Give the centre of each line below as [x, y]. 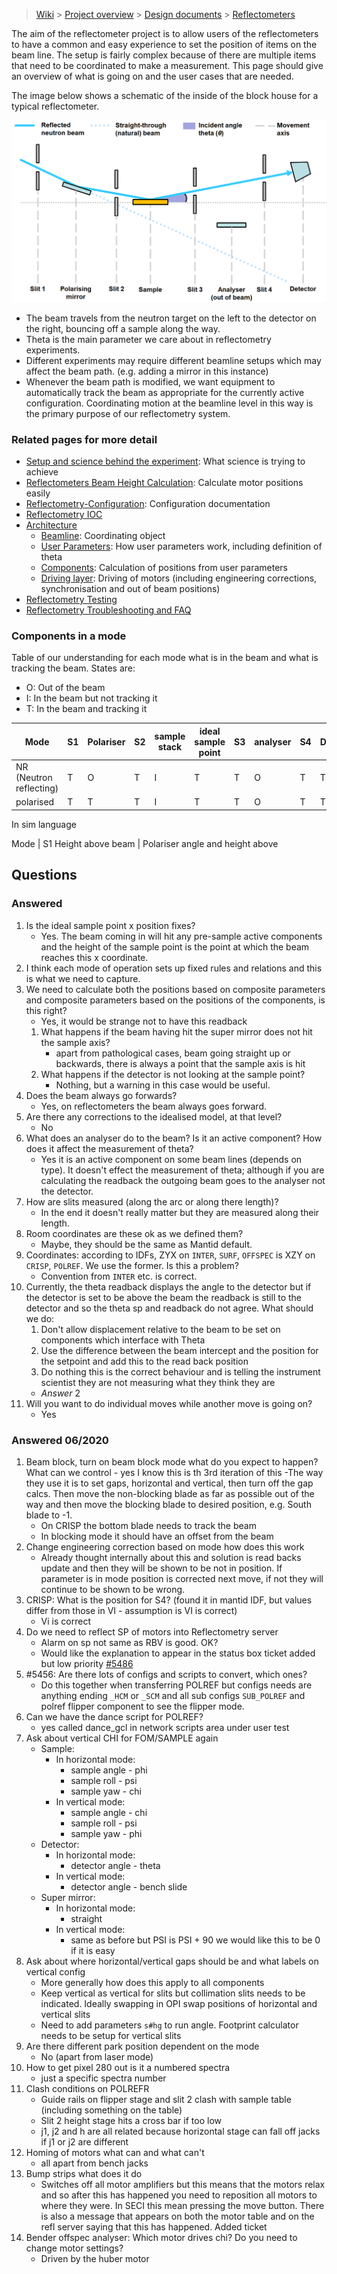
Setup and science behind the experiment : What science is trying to [165, 461]
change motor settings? [74, 2248]
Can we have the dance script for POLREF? [114, 1716]
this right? [46, 1010]
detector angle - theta [115, 1865]
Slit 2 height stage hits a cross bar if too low [131, 2120]
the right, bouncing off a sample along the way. [123, 328]
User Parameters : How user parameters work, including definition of [181, 546]
